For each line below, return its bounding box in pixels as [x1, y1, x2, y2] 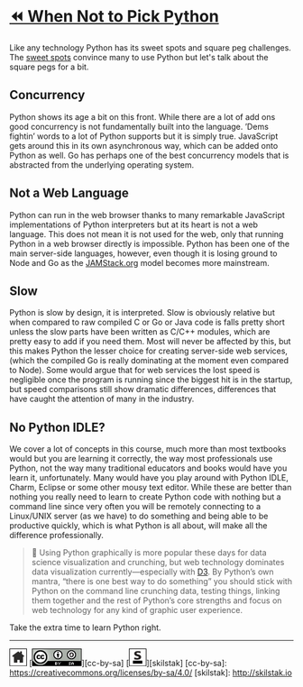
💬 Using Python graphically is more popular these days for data [31, 547, 268, 558]
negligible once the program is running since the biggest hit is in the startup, [9, 374, 293, 385]
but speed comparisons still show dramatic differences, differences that [9, 384, 277, 395]
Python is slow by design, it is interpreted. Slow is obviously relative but [9, 307, 275, 318]
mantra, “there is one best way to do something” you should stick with [31, 576, 293, 587]
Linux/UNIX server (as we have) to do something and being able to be [9, 510, 269, 522]
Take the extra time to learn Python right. [9, 622, 161, 633]
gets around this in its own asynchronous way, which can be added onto [9, 140, 279, 151]
